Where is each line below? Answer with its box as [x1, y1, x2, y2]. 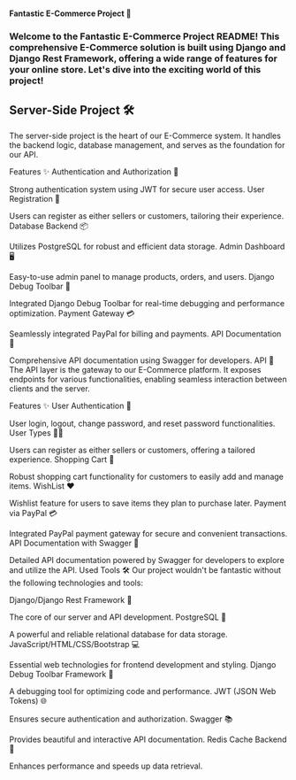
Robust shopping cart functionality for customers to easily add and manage [9, 471, 285, 483]
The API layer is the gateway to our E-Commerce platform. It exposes [9, 365, 262, 375]
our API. [9, 150, 39, 160]
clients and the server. [9, 383, 90, 394]
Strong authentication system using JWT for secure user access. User [9, 184, 265, 195]
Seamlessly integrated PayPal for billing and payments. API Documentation [9, 328, 282, 339]
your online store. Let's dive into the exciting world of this [9, 63, 262, 75]
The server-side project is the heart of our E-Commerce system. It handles [9, 130, 281, 142]
